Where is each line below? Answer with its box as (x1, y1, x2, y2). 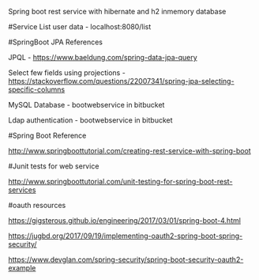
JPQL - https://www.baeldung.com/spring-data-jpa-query (8, 53, 197, 62)
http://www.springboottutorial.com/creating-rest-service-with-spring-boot (8, 146, 251, 155)
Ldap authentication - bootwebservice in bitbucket (8, 115, 173, 125)
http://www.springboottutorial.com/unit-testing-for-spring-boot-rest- (8, 177, 233, 186)
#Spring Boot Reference (8, 131, 87, 140)
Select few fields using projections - (8, 68, 126, 78)
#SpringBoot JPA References (8, 37, 103, 47)
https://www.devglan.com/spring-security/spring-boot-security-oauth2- (8, 255, 244, 264)
